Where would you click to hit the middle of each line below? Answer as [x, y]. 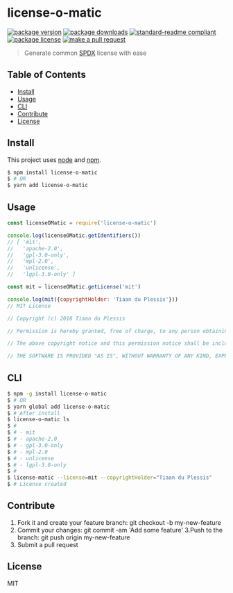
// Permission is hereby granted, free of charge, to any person [103, 331]
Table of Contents [47, 75]
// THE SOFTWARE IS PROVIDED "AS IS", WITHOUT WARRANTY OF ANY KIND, [110, 356]
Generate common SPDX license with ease [85, 53]
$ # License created [37, 485]
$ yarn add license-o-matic [48, 186]
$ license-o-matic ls [38, 420]
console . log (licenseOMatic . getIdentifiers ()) [74, 235]
